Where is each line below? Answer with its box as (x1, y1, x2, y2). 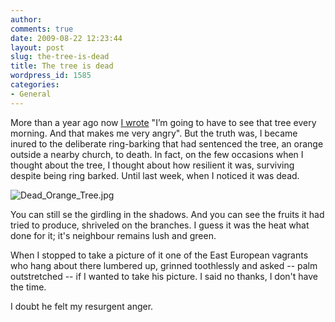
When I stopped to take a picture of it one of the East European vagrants (10, 249, 309, 261)
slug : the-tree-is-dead (10, 52, 110, 62)
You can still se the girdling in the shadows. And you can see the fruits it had (10, 208, 325, 220)
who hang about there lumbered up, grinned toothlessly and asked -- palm (10, 259, 318, 271)
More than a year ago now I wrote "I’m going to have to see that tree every (10, 116, 317, 128)
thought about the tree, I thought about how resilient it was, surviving (10, 159, 295, 171)
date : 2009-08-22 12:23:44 (10, 33, 123, 43)
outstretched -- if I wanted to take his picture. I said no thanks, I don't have (10, 270, 318, 282)
